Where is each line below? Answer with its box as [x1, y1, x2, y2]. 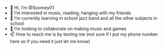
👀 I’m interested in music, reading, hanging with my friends [9, 10, 131, 16]
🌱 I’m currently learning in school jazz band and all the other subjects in [9, 15, 157, 21]
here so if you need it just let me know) [9, 39, 90, 44]
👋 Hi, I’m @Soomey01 [9, 5, 54, 10]
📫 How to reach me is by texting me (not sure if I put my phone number [9, 31, 158, 37]
